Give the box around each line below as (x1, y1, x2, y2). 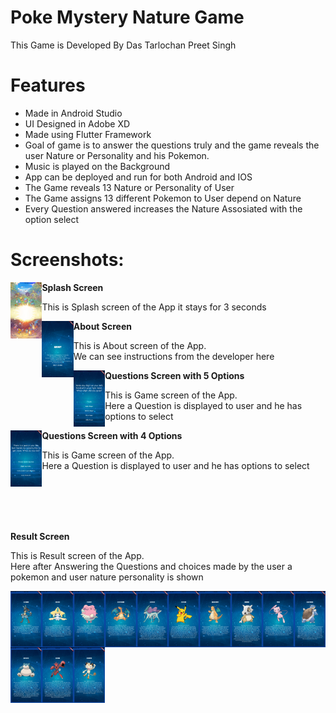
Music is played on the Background (24, 160, 171, 172)
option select (24, 213, 80, 225)
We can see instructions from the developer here (73, 350, 275, 362)
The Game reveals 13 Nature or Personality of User (24, 181, 235, 193)
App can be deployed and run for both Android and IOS (24, 171, 253, 183)
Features (10, 74, 86, 97)
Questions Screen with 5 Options (104, 369, 245, 381)
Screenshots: (10, 249, 125, 271)
